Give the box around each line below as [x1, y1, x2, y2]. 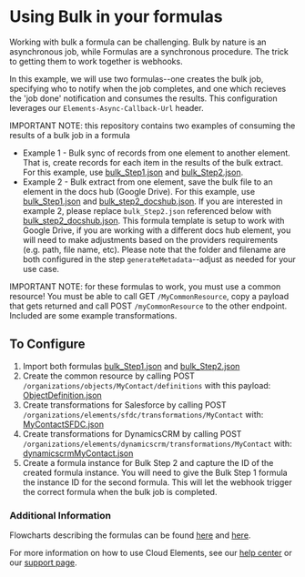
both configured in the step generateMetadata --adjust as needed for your [22, 253, 296, 265]
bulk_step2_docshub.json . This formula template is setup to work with [22, 215, 285, 226]
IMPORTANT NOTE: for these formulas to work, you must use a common [9, 280, 281, 292]
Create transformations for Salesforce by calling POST [22, 399, 228, 410]
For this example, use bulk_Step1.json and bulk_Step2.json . [22, 167, 244, 177]
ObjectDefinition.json [22, 390, 102, 400]
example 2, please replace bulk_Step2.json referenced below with [22, 205, 271, 216]
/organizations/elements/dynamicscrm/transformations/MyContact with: [22, 438, 293, 449]
